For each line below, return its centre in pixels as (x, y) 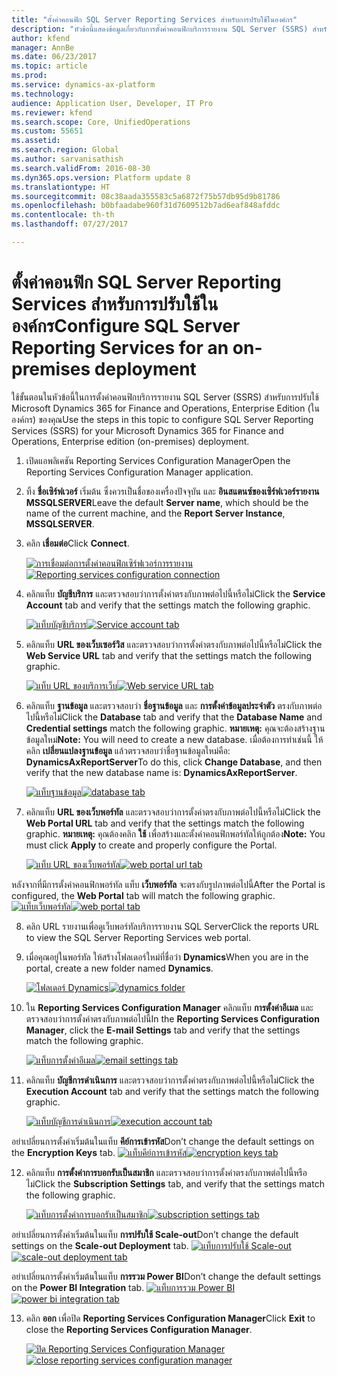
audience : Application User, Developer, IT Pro (112, 103)
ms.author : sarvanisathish (67, 159)
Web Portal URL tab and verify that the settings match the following (165, 823)
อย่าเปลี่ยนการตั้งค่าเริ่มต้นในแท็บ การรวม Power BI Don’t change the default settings (166, 1276)
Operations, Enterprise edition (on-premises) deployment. (130, 441)
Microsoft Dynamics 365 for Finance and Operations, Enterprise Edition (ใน (165, 408)
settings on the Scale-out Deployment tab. (100, 1245)
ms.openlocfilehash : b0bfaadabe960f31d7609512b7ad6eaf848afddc (146, 206)
